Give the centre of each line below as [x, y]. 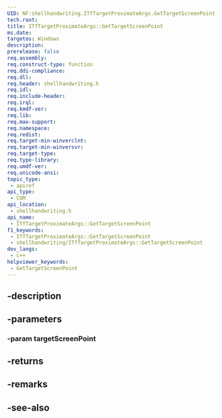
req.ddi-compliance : [37, 71]
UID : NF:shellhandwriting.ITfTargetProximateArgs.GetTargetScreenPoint [111, 13]
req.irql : [21, 103]
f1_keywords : [26, 230]
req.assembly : [27, 58]
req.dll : [19, 77]
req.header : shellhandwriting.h [53, 84]
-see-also [28, 407]
